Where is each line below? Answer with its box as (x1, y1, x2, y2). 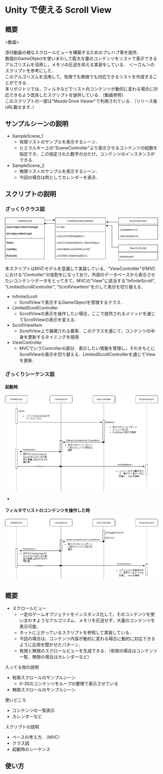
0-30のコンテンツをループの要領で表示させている (19, 681, 119, 686)
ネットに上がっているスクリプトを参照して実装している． (19, 630, 134, 635)
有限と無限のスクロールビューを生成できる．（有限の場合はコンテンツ (19, 648, 158, 654)
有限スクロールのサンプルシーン (12, 675, 76, 681)
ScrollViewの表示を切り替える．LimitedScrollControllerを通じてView (19, 351, 156, 358)
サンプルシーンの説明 (5, 120, 69, 128)
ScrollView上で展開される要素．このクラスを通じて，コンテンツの (19, 328, 151, 334)
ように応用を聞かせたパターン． (19, 642, 83, 648)
